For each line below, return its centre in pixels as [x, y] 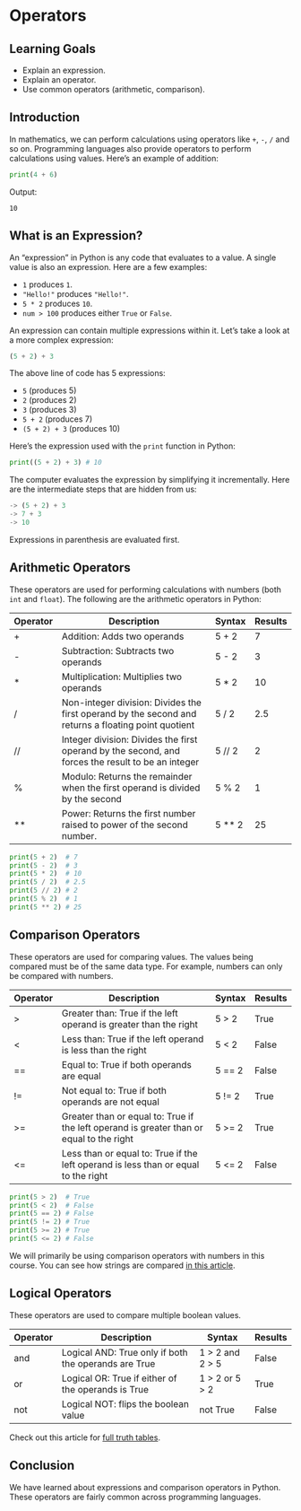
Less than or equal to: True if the [130, 1153]
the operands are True [108, 1363]
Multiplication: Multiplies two [121, 677]
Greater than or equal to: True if [128, 1116]
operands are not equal [110, 1102]
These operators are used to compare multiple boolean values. [125, 1314]
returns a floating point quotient [128, 725]
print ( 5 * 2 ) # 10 [46, 874]
